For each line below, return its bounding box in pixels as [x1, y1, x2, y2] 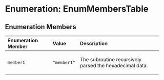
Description [80, 40, 108, 47]
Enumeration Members [5, 23, 77, 31]
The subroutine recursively [80, 56, 142, 63]
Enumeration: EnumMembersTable [5, 3, 149, 15]
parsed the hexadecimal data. [80, 62, 148, 69]
